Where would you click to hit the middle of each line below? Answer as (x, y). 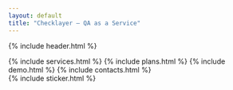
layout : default (35, 16)
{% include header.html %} (53, 45)
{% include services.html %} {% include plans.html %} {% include (117, 61)
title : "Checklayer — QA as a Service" (75, 23)
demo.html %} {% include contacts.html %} (80, 69)
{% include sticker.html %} (52, 78)
